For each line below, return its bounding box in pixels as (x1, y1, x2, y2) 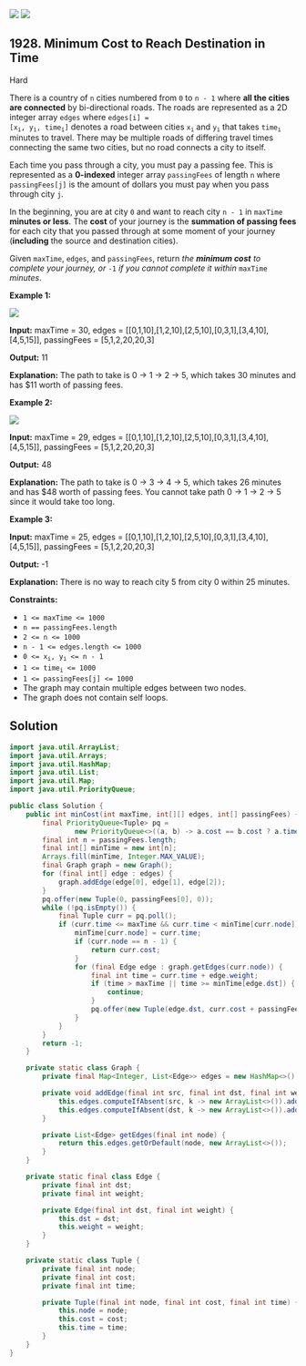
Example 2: (9, 397, 53, 408)
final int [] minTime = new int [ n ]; (42, 844, 178, 853)
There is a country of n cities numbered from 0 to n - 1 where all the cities (9, 92, 290, 103)
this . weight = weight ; (57, 1222, 145, 1232)
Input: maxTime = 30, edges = (9, 324, 124, 336)
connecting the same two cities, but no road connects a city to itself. (9, 142, 267, 153)
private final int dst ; (42, 1180, 132, 1189)
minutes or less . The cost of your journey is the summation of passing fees (9, 216, 297, 227)
